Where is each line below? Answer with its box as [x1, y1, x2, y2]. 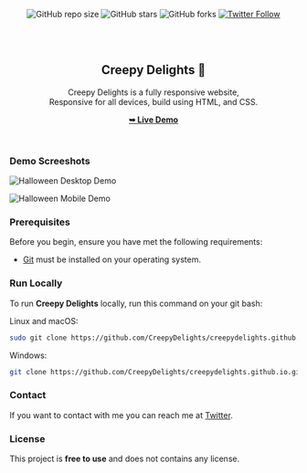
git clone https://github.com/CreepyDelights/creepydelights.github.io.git [9, 367, 304, 376]
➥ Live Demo [128, 114, 179, 125]
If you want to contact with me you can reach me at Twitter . [9, 409, 233, 420]
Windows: [9, 350, 48, 361]
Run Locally [9, 277, 63, 289]
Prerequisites [9, 215, 70, 228]
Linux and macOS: [9, 315, 79, 326]
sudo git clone [9, 333, 68, 342]
